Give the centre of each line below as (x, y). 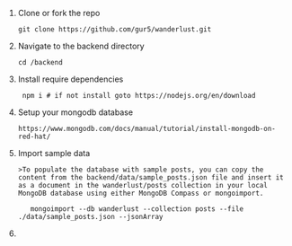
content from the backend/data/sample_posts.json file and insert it (151, 178)
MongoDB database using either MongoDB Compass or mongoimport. (141, 193)
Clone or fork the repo (59, 13)
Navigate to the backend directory (81, 46)
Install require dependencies (71, 79)
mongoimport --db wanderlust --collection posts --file (137, 209)
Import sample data (54, 153)
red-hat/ (34, 136)
